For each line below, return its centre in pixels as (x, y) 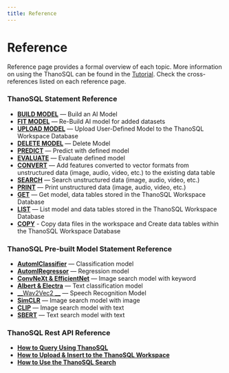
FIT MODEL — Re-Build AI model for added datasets (91, 121)
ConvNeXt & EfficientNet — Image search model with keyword (107, 279)
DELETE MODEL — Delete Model (64, 143)
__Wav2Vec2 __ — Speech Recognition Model (81, 293)
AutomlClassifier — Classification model (75, 264)
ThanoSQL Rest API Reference (59, 333)
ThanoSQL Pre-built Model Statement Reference (90, 248)
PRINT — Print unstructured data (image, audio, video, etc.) (101, 187)
